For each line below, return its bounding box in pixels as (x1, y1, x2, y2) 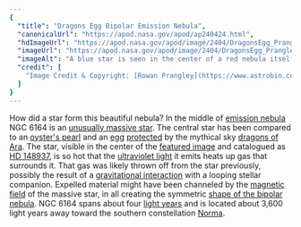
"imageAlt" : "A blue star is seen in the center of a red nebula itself (17, 55, 295, 63)
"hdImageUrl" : (17, 38, 70, 47)
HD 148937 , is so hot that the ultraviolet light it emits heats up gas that (9, 150, 268, 161)
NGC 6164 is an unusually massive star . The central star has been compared (9, 122, 291, 132)
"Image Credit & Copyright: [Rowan (25, 71, 159, 80)
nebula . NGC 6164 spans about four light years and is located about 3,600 (9, 198, 284, 208)
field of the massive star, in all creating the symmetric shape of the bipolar (9, 189, 283, 199)
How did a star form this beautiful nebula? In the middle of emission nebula (9, 113, 287, 123)
